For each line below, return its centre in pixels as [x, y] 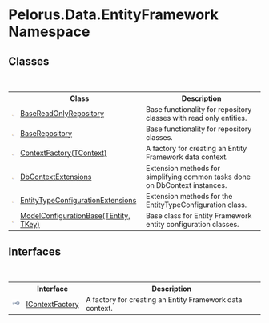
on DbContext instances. [186, 185]
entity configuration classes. [192, 224]
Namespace [49, 32]
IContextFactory [52, 304]
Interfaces [35, 251]
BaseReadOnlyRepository [62, 114]
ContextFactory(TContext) [63, 153]
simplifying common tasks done [198, 177]
